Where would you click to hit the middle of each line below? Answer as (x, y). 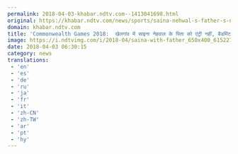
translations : (28, 60)
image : (17, 40)
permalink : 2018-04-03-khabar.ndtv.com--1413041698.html (93, 14)
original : (22, 21)
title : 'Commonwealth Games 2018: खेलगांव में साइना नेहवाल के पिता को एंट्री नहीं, (111, 34)
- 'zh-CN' (25, 113)
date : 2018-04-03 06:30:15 (47, 47)
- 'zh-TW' (25, 119)
